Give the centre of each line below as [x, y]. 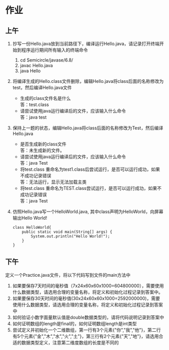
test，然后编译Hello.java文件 [42, 87]
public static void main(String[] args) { [67, 232]
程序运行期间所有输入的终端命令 [55, 50]
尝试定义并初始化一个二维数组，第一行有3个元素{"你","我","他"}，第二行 [87, 330]
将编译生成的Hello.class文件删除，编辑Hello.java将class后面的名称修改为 [88, 81]
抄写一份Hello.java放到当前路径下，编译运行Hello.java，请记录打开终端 [86, 44]
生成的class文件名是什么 [45, 98]
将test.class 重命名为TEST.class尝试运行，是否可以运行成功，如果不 [91, 188]
